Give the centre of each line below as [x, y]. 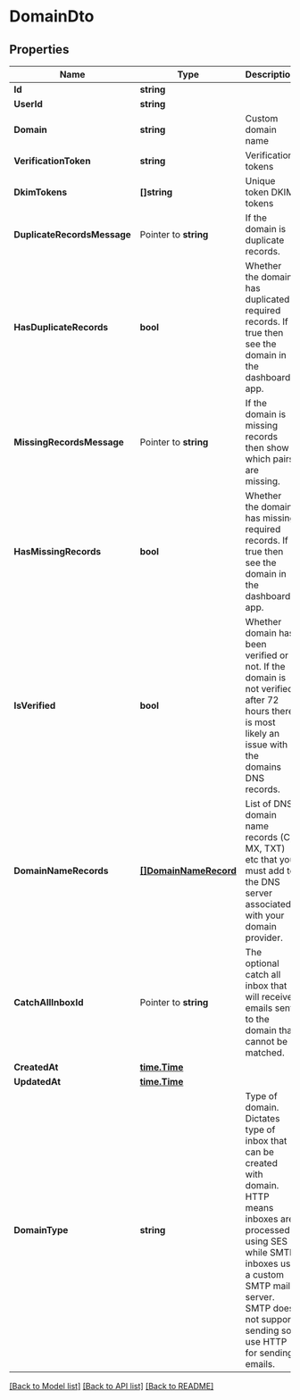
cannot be [267, 1042]
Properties [39, 50]
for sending [269, 1353]
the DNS [263, 882]
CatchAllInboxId [49, 1002]
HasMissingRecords [58, 551]
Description [271, 75]
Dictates [262, 1118]
